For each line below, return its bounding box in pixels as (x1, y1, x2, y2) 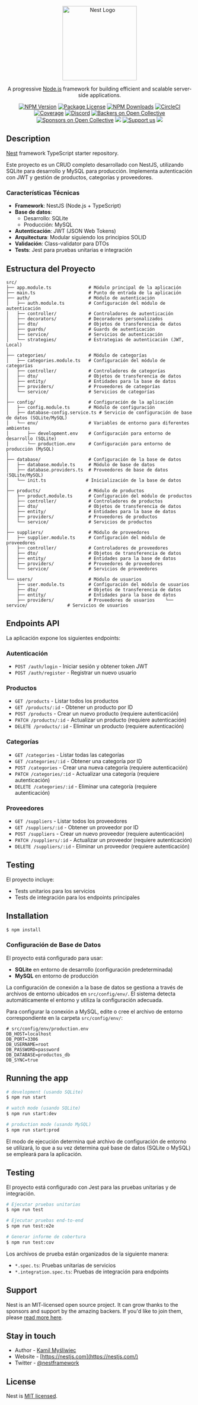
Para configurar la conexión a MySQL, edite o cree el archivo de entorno (6, 1008, 183, 1015)
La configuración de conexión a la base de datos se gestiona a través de (6, 983, 184, 991)
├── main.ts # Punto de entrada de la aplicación (6, 289, 182, 296)
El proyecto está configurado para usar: (6, 954, 103, 961)
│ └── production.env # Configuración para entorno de (6, 441, 171, 447)
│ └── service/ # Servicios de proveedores (6, 566, 158, 572)
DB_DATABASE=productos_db (6, 1051, 70, 1058)
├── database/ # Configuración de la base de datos (6, 456, 182, 463)
